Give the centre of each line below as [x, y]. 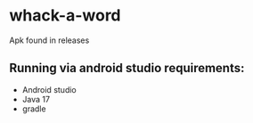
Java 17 [36, 99]
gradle [34, 109]
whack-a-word [65, 16]
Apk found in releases [49, 40]
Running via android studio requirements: [127, 68]
